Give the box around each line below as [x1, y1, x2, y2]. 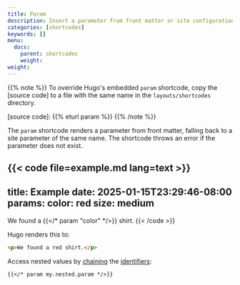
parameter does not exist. [7, 141, 84, 150]
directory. [7, 98, 36, 107]
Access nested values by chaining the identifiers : [7, 256, 152, 265]
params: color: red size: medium [7, 197, 155, 209]
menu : [7, 37, 24, 44]
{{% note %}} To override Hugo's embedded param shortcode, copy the [7, 83, 218, 91]
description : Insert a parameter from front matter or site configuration [7, 17, 235, 24]
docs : [14, 44, 31, 51]
